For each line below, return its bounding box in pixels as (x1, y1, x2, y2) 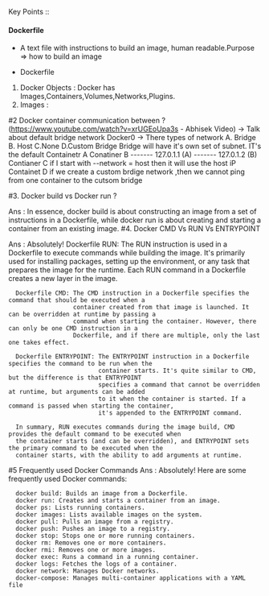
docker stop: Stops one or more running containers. (15, 532, 196, 540)
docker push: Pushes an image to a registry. (15, 525, 171, 533)
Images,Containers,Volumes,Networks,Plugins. (19, 92, 175, 101)
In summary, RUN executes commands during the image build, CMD (15, 423, 235, 432)
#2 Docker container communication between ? (8, 116, 166, 126)
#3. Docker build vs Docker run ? (8, 191, 117, 201)
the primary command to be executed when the (8, 445, 163, 453)
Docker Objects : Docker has (19, 83, 116, 93)
